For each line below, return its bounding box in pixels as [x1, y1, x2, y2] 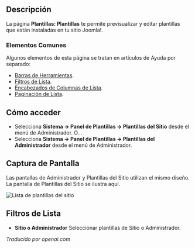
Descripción [6, 5, 52, 15]
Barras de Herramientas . [14, 72, 74, 79]
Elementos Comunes [6, 41, 67, 49]
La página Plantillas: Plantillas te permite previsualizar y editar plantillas [6, 20, 180, 27]
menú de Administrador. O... [14, 129, 83, 136]
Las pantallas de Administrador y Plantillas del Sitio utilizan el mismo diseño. [6, 174, 190, 181]
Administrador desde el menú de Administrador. [14, 142, 132, 149]
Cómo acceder [6, 108, 61, 118]
